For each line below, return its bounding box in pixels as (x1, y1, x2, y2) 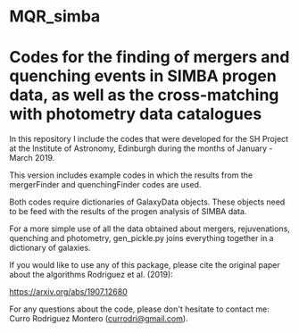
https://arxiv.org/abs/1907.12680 (9, 287, 128, 297)
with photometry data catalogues (9, 104, 262, 124)
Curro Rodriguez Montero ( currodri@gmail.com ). (9, 313, 189, 324)
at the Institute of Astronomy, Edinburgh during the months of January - (9, 143, 274, 154)
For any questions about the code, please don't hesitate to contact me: (9, 304, 270, 314)
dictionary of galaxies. (9, 243, 91, 254)
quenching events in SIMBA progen (9, 66, 277, 87)
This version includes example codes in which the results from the (9, 170, 253, 180)
